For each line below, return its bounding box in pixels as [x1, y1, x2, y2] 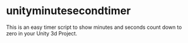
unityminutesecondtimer [6, 4, 131, 18]
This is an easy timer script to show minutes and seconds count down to [6, 24, 182, 31]
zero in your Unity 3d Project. [6, 29, 78, 37]
